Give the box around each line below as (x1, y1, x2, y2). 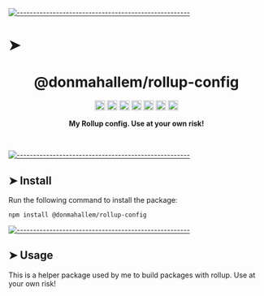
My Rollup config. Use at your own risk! (68, 118, 205, 129)
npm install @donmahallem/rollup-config (8, 211, 148, 219)
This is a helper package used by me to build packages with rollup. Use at (8, 270, 256, 280)
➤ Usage (8, 248, 54, 263)
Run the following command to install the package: (8, 195, 178, 204)
